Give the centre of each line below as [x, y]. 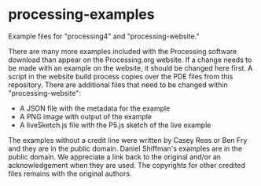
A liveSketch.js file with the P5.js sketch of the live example [115, 125]
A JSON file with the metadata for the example [95, 108]
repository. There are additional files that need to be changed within [118, 85]
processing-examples [81, 15]
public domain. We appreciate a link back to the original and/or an [115, 157]
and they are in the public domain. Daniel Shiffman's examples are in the [125, 148]
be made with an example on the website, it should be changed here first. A [130, 67]
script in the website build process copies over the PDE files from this [121, 76]
